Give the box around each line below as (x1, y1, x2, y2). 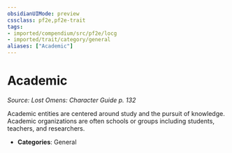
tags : (7, 23, 23, 30)
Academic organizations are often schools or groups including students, (7, 117, 215, 125)
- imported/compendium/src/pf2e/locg (7, 29, 117, 37)
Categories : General (17, 138, 77, 146)
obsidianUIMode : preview (7, 10, 80, 17)
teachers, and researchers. (7, 124, 85, 133)
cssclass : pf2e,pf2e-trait (7, 17, 86, 24)
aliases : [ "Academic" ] (7, 43, 73, 50)
